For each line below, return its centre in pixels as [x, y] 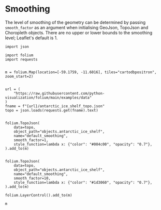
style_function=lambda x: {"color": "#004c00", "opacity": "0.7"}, [83, 144]
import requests [21, 59]
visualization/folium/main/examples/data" [48, 97]
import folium [19, 55]
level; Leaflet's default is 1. [31, 38]
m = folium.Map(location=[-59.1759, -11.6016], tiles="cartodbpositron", [81, 72]
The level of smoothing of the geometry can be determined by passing [75, 22]
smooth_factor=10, [32, 178]
